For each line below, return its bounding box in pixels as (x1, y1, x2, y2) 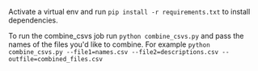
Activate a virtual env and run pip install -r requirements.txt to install (8, 7, 251, 16)
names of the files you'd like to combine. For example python (8, 40, 210, 49)
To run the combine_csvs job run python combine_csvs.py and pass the (8, 31, 244, 40)
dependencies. (8, 15, 58, 25)
